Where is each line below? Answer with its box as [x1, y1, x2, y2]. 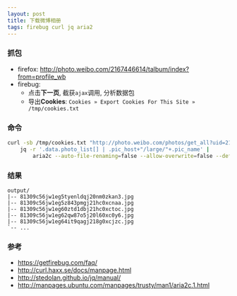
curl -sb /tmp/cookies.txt [7, 139, 87, 146]
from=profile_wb [17, 72, 66, 81]
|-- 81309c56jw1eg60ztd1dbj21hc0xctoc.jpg [7, 205, 134, 212]
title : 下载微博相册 [7, 17, 61, 24]
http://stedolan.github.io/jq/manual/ [17, 273, 121, 282]
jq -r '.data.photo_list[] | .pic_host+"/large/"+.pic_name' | [20, 146, 210, 153]
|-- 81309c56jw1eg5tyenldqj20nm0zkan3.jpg [7, 193, 134, 200]
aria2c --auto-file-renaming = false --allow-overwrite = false [32, 152, 213, 159]
